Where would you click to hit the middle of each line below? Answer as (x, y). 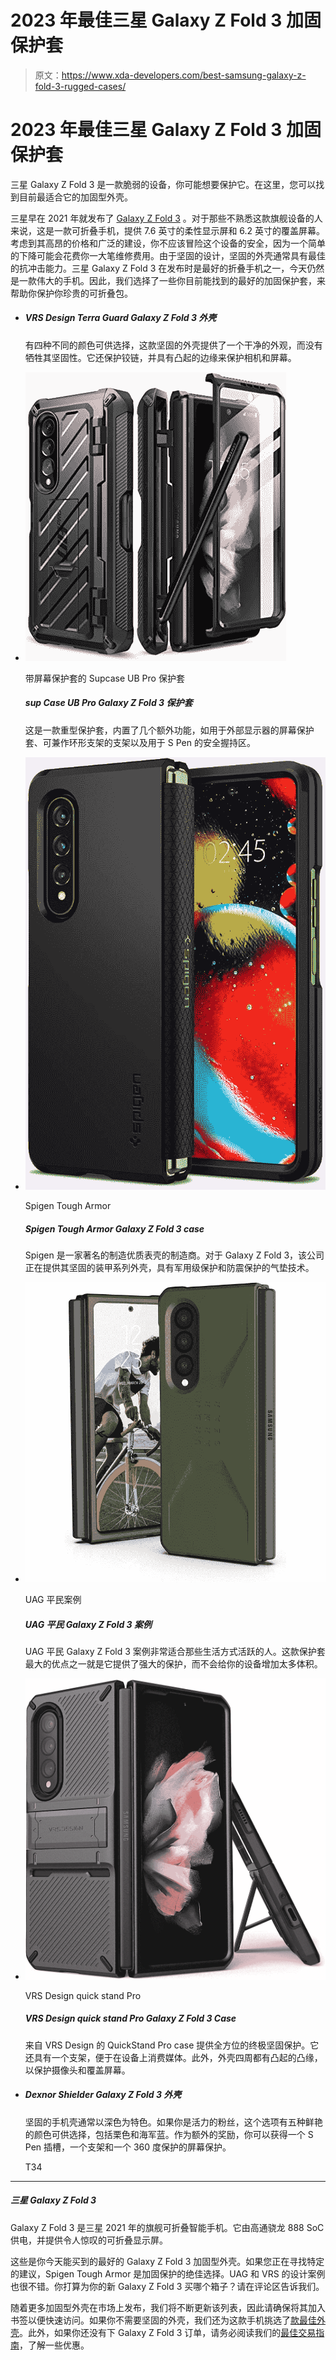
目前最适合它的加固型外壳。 (75, 197)
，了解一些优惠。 (54, 2345)
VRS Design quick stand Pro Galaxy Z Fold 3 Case (130, 2018)
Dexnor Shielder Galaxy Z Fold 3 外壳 (103, 2095)
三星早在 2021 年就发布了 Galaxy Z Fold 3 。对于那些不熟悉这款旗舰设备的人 (166, 218)
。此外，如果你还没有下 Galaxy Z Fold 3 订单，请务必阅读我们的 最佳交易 (168, 2332)
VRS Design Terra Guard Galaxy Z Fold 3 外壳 (120, 318)
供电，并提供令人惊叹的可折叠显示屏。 (89, 2240)
